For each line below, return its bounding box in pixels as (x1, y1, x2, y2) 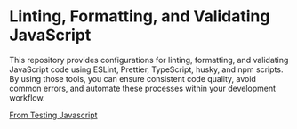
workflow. (9, 92, 45, 103)
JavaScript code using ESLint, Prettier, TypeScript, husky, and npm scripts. (9, 64, 284, 75)
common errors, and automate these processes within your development (9, 83, 277, 93)
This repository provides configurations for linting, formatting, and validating (9, 54, 289, 65)
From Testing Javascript (9, 109, 98, 120)
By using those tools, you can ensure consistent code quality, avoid (9, 73, 256, 84)
